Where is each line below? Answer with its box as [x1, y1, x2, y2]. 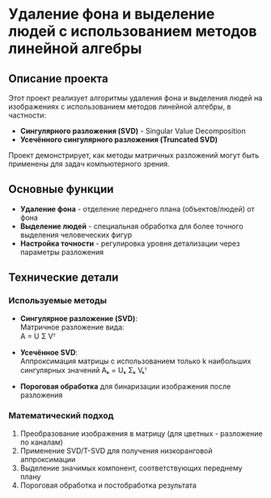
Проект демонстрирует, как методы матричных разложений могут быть [8, 151, 260, 160]
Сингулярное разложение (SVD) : [19, 313, 138, 323]
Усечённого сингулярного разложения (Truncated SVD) [19, 135, 218, 144]
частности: [8, 110, 47, 120]
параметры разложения [19, 247, 104, 256]
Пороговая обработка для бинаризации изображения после [19, 381, 231, 391]
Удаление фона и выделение [8, 5, 215, 24]
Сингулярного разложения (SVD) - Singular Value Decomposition [19, 127, 247, 135]
